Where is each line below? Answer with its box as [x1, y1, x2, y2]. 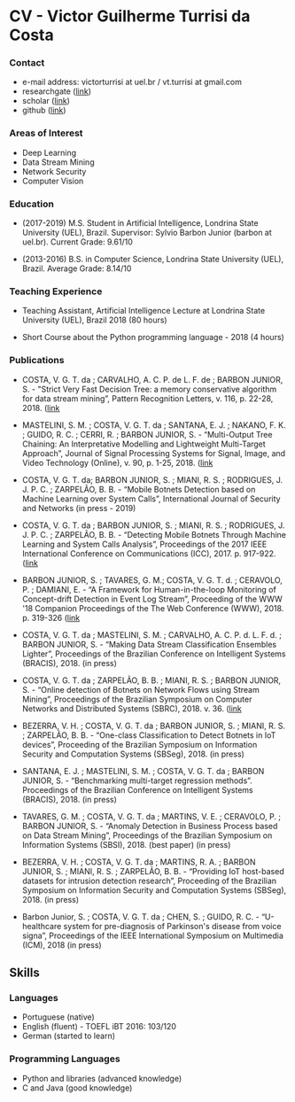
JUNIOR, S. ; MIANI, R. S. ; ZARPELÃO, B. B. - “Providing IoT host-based [21, 865, 285, 876]
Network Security [21, 166, 87, 176]
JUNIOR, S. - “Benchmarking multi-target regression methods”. [21, 775, 252, 786]
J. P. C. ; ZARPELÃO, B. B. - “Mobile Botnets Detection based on [21, 484, 256, 494]
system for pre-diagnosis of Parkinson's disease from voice [63, 920, 282, 931]
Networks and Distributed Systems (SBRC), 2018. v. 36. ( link [21, 702, 242, 714]
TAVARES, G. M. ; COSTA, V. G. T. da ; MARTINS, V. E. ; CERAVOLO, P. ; [21, 811, 282, 821]
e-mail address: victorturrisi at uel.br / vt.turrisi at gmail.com [21, 77, 242, 88]
